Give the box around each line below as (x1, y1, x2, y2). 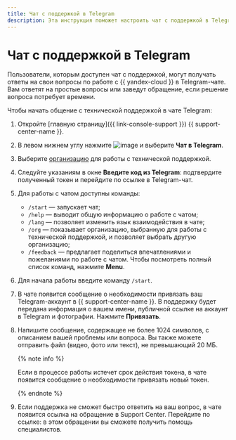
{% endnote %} (17, 389, 63, 398)
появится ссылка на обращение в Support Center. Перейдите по (17, 410, 211, 419)
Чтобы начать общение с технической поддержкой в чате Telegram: (7, 106, 213, 115)
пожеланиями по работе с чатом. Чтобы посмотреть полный (27, 255, 212, 264)
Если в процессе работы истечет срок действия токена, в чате (17, 368, 207, 377)
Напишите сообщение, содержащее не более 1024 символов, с (17, 326, 209, 335)
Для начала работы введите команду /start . (17, 276, 152, 285)
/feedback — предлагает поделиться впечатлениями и (27, 247, 191, 257)
